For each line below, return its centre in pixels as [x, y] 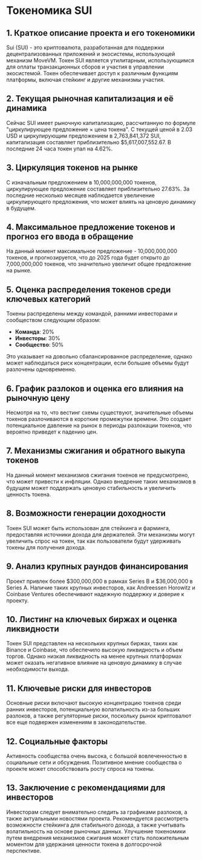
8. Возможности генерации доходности [86, 513]
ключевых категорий [48, 299]
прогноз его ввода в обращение [70, 237]
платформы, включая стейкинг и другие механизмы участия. [86, 80]
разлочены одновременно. [41, 369]
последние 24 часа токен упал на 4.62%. [60, 149]
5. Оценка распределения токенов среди [89, 290]
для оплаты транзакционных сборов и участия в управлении [85, 67]
